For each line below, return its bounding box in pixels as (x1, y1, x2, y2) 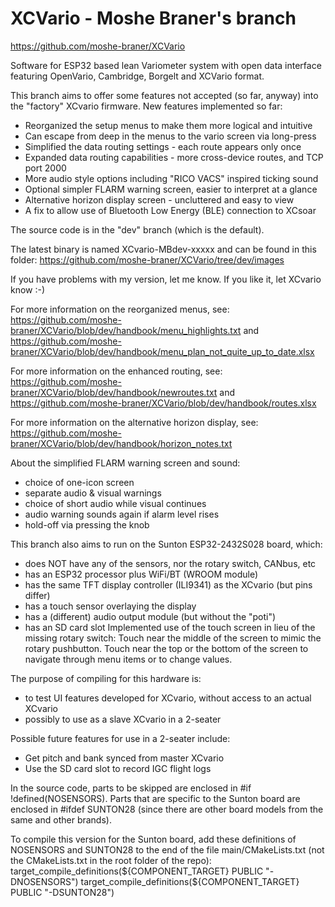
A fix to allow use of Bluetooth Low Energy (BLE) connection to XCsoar (24, 204, 317, 216)
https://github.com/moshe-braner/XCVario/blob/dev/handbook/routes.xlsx (10, 397, 317, 409)
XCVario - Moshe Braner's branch (10, 7, 297, 30)
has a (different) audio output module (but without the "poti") (24, 610, 277, 622)
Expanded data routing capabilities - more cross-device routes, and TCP (24, 151, 324, 163)
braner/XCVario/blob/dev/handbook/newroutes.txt (10, 386, 218, 398)
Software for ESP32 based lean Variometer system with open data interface (10, 59, 322, 71)
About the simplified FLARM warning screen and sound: (10, 457, 241, 469)
